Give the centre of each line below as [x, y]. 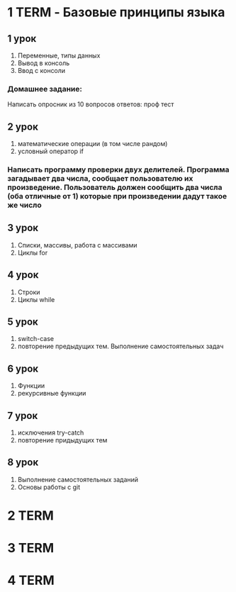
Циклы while [36, 299]
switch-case [36, 339]
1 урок [22, 39]
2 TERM [31, 516]
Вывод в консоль [44, 63]
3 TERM [31, 548]
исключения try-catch [51, 432]
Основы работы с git [49, 487]
